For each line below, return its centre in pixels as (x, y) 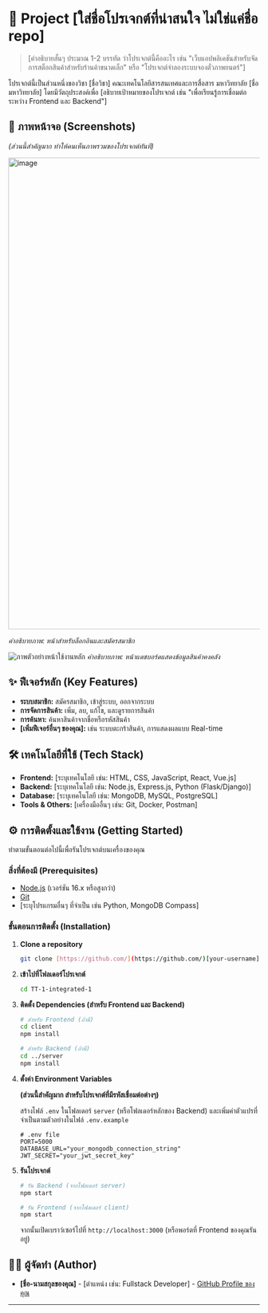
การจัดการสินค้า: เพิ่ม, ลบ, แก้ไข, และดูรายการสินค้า (87, 710)
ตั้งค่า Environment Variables (66, 1078)
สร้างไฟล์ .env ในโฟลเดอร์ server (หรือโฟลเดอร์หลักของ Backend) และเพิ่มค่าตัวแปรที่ (138, 1110)
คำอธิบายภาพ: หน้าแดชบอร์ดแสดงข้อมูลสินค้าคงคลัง (154, 656)
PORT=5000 (36, 1141)
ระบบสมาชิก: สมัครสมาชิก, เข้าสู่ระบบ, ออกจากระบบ (87, 701)
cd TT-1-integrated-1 (55, 989)
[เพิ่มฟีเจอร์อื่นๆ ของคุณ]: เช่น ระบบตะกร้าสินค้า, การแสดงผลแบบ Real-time (121, 728)
